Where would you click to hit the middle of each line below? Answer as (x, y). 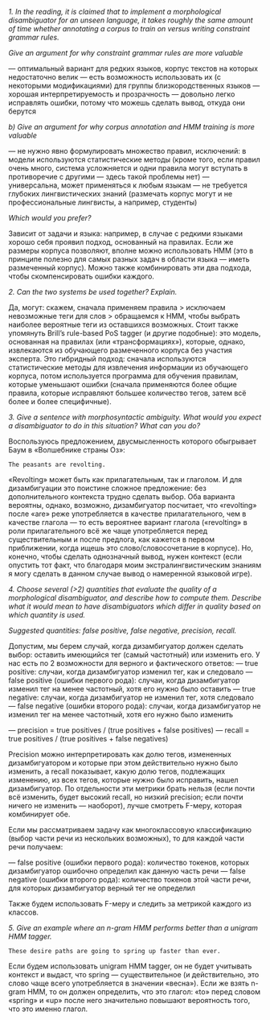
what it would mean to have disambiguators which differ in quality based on (135, 606)
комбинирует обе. (39, 814)
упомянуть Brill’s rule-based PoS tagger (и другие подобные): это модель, (135, 333)
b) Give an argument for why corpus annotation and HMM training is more (132, 127)
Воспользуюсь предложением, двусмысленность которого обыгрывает (133, 441)
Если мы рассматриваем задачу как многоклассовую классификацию (130, 830)
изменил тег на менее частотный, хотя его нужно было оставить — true (132, 689)
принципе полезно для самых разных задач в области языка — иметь (129, 259)
